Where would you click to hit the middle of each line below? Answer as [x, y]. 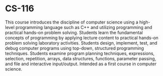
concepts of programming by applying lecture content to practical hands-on [82, 38]
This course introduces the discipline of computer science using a [72, 22]
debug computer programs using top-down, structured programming [75, 48]
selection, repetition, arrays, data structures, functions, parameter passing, [81, 58]
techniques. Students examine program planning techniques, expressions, [80, 53]
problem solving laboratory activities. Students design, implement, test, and [81, 43]
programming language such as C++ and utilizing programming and [84, 27]
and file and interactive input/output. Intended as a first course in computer [81, 64]
